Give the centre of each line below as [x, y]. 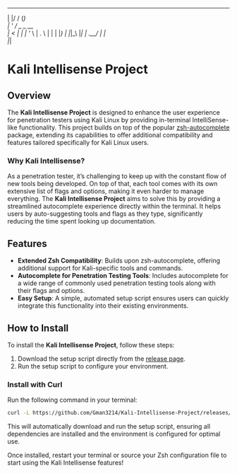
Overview [29, 95]
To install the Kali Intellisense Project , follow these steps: [91, 345]
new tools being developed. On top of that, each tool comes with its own [113, 184]
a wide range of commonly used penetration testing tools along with [117, 283]
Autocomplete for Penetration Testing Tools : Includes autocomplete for [123, 276]
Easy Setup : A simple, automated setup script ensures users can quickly [123, 299]
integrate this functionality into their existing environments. [103, 306]
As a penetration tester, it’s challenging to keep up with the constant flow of [117, 176]
